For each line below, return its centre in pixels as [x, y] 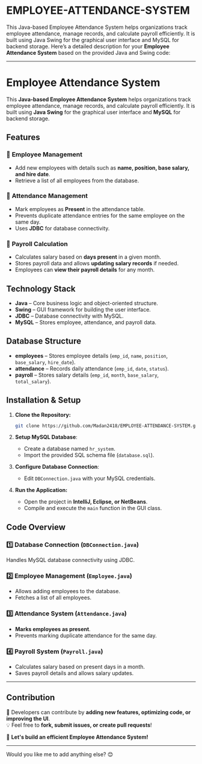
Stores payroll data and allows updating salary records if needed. [97, 263]
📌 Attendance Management [47, 196]
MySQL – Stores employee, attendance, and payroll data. [86, 322]
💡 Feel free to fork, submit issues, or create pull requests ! [79, 725]
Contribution [31, 698]
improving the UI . [28, 718]
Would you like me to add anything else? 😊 [60, 754]
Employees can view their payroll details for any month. [85, 270]
